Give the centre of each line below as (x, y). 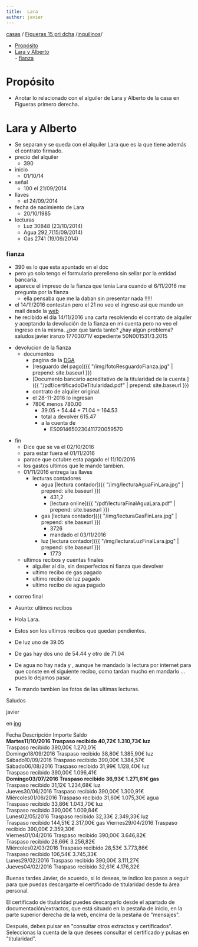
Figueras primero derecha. (47, 105)
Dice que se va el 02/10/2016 (59, 447)
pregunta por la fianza (42, 292)
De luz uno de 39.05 (39, 642)
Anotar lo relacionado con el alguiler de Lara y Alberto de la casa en (97, 98)
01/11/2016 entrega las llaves (58, 472)
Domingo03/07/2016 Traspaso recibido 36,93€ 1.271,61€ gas (82, 779)
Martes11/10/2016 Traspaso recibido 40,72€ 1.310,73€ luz (78, 741)
